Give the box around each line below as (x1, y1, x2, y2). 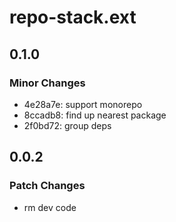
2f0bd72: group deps (23, 119, 112, 131)
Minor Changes (9, 76, 86, 90)
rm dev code (23, 201, 77, 213)
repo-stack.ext (9, 6, 137, 29)
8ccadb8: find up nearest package (23, 109, 167, 121)
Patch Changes (9, 179, 86, 193)
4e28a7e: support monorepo (23, 98, 143, 110)
